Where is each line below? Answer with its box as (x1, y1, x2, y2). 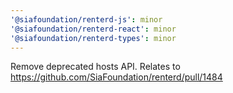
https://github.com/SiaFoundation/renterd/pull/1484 (10, 71, 223, 83)
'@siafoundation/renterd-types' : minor (10, 33, 177, 43)
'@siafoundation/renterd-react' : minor (10, 24, 177, 34)
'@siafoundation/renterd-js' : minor (10, 14, 163, 25)
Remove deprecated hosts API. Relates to (10, 61, 181, 73)
